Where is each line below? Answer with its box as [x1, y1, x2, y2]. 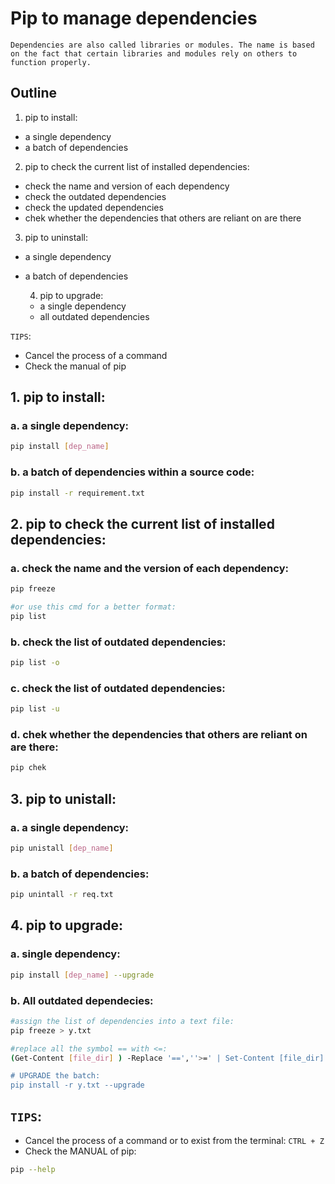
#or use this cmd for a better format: [10, 602, 177, 612]
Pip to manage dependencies [10, 7, 258, 30]
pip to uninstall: [24, 231, 88, 243]
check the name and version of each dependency [24, 180, 230, 192]
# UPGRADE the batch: [10, 1071, 101, 1081]
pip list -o [10, 658, 60, 668]
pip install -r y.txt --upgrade [10, 1080, 145, 1091]
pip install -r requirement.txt [10, 488, 145, 498]
